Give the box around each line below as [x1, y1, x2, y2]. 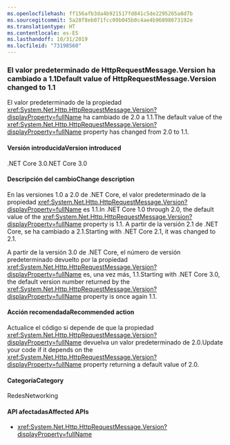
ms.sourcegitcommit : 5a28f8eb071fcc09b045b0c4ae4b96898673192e [7, 17, 193, 24]
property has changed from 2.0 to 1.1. [82, 128, 189, 136]
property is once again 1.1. [82, 292, 157, 300]
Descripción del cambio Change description [7, 175, 135, 184]
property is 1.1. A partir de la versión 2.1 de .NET [82, 220, 219, 228]
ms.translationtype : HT [7, 23, 76, 30]
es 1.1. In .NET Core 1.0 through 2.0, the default [82, 205, 214, 213]
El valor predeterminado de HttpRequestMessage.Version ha [7, 65, 215, 75]
